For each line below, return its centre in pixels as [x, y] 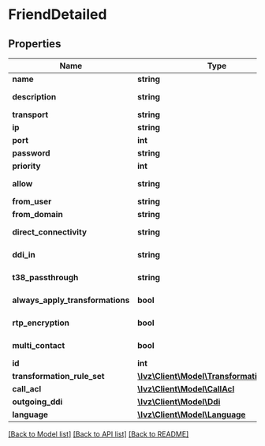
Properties [35, 44]
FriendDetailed [58, 15]
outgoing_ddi [37, 402]
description [34, 97]
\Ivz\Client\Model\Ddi [179, 402]
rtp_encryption [41, 323]
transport [30, 114]
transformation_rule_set [58, 376]
